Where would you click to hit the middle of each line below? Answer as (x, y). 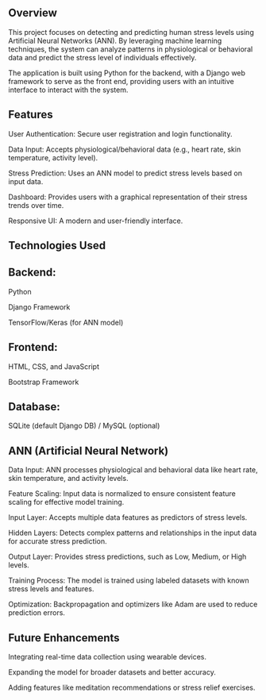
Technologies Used (57, 246)
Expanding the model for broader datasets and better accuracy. (112, 672)
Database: (35, 407)
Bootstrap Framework (44, 382)
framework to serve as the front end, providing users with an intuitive (121, 81)
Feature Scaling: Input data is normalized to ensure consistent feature (122, 494)
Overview (33, 13)
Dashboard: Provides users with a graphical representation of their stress (128, 197)
